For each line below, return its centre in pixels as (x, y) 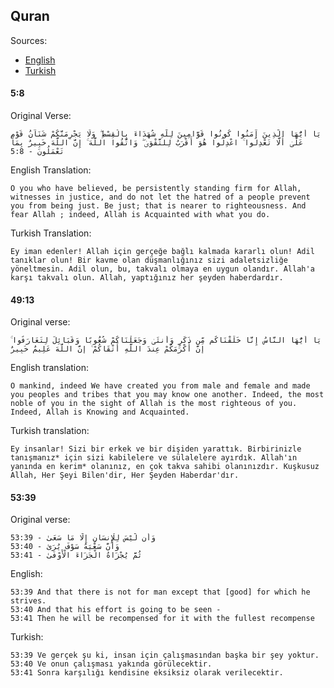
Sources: (29, 40)
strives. (28, 601)
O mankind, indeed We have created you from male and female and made (160, 386)
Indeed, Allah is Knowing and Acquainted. (100, 412)
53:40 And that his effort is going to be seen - (116, 610)
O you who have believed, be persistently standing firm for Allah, (156, 189)
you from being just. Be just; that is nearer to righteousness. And (158, 206)
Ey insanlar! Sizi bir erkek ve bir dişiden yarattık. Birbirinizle (156, 449)
